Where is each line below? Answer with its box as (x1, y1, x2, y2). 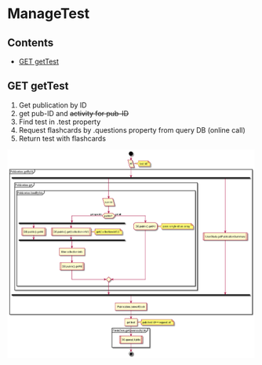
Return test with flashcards (18, 133, 107, 143)
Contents (7, 36, 54, 49)
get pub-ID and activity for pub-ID (18, 108, 129, 118)
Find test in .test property (18, 117, 101, 126)
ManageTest (7, 5, 90, 23)
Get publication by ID (18, 100, 87, 110)
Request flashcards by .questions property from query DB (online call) (18, 125, 246, 134)
